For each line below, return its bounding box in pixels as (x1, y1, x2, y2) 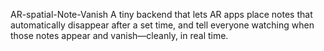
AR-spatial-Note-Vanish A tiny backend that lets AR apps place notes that (10, 9, 313, 20)
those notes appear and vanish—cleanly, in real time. (10, 30, 229, 41)
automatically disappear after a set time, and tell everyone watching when (10, 19, 315, 31)
